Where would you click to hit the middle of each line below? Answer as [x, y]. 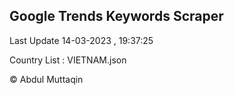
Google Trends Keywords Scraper [116, 16]
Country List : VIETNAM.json [68, 60]
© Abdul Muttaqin [46, 79]
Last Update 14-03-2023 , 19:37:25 [81, 40]
